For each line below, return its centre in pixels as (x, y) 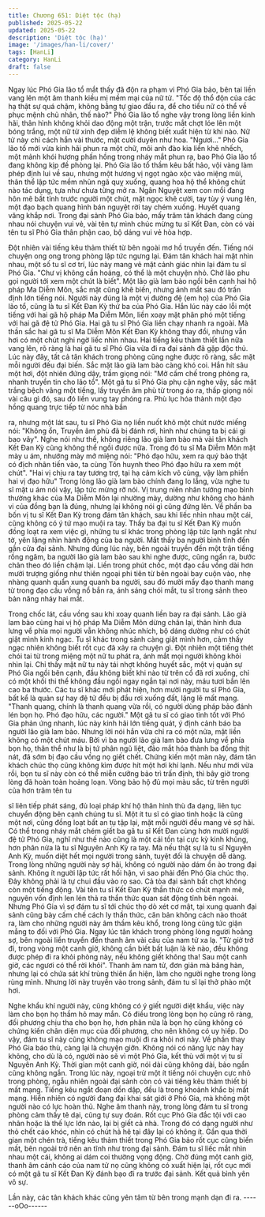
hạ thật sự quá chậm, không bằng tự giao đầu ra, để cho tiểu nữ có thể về (127, 106)
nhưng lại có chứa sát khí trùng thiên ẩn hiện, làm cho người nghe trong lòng (132, 974)
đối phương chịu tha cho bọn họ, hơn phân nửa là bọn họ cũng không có (125, 1022)
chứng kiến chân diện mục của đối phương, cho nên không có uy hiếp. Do (128, 1030)
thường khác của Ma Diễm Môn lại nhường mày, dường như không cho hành (131, 498)
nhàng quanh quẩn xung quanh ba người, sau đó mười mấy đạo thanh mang (131, 582)
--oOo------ (28, 1205)
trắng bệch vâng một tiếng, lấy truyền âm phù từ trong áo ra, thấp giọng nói (131, 390)
